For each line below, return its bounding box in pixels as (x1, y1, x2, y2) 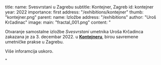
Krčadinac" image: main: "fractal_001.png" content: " (5, 19, 111, 25)
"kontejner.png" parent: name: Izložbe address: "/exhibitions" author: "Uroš (5, 14, 157, 20)
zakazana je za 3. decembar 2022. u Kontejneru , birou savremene (5, 34, 139, 39)
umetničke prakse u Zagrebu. (5, 39, 64, 45)
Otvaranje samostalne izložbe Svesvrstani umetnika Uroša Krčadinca (5, 29, 143, 34)
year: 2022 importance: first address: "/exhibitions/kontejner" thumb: (5, 9, 144, 15)
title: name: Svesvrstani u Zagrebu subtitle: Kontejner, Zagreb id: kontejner (5, 4, 154, 10)
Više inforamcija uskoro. (5, 48, 54, 54)
